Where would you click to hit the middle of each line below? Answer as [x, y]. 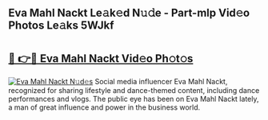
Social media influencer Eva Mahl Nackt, [161, 81]
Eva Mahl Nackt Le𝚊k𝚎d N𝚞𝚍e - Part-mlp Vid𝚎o [129, 13]
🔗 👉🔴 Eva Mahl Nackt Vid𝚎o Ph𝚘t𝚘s [101, 58]
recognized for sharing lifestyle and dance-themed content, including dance [134, 90]
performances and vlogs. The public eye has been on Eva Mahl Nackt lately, [134, 99]
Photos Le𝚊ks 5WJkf [61, 26]
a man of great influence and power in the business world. [104, 107]
